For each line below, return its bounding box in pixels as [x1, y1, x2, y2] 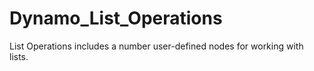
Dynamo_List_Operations [9, 7, 223, 30]
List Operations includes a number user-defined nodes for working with [9, 40, 304, 52]
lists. [9, 50, 29, 62]
